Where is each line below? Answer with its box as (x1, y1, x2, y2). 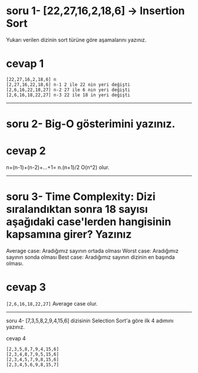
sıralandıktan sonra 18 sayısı (6, 203, 148, 216)
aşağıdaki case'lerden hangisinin (6, 215, 171, 229)
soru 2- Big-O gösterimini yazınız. (6, 117, 176, 131)
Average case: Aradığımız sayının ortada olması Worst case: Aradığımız (6, 247, 179, 254)
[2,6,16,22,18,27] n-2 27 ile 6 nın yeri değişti (6, 87, 131, 93)
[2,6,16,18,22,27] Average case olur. (6, 300, 98, 307)
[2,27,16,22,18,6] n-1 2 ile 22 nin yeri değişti (6, 82, 131, 87)
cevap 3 (6, 281, 46, 294)
